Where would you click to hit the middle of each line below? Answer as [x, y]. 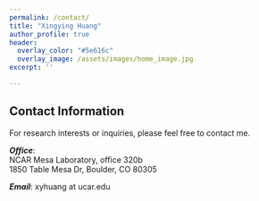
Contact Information [67, 111]
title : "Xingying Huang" [55, 26]
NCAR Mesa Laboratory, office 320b [76, 159]
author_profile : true [50, 34]
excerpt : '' [31, 68]
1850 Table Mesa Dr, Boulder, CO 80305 [84, 169]
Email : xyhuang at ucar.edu [60, 186]
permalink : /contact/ [50, 17]
